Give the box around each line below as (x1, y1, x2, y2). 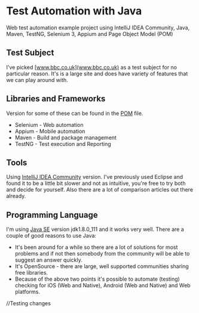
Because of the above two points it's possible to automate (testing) (14, 275, 180, 282)
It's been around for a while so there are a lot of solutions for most (14, 244, 178, 251)
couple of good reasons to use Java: (6, 232, 97, 239)
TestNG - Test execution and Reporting (14, 140, 112, 147)
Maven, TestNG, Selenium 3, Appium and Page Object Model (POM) (6, 30, 173, 37)
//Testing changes (6, 300, 51, 307)
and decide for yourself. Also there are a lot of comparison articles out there (6, 186, 193, 193)
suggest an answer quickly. (14, 256, 82, 264)
